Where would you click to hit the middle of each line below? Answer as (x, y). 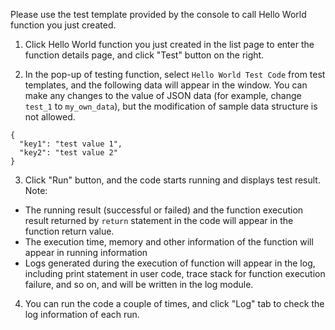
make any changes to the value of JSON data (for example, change (163, 95)
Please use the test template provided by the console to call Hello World (158, 14)
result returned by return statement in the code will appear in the (159, 220)
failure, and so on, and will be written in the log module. (139, 284)
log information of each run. (82, 314)
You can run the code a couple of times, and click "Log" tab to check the (174, 303)
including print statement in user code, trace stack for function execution (175, 273)
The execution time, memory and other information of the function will (169, 242)
